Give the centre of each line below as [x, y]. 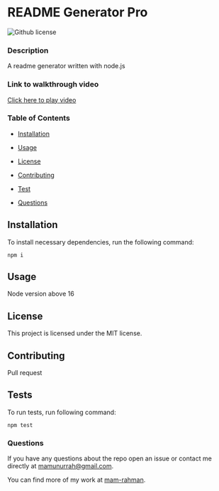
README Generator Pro [78, 12]
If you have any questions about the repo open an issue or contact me [110, 458]
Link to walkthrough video [53, 85]
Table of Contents [39, 118]
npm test [20, 425]
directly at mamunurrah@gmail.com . [61, 466]
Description [28, 50]
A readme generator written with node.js [66, 66]
